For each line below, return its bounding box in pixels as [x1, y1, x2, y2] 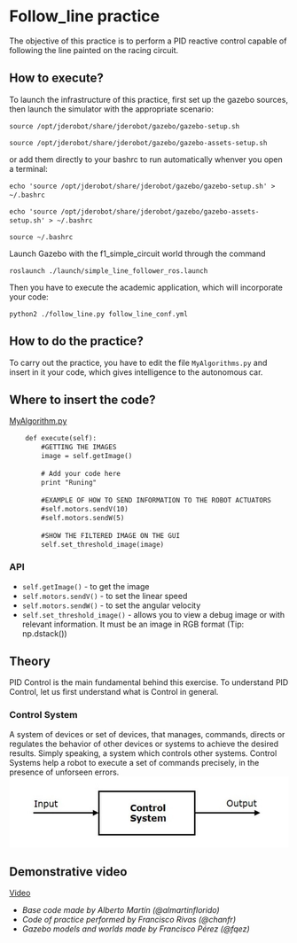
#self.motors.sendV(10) [41, 505, 129, 514]
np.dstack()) [21, 627, 68, 639]
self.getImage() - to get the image [21, 581, 150, 591]
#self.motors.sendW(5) [41, 514, 125, 523]
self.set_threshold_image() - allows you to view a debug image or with [21, 609, 285, 620]
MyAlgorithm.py [9, 416, 67, 426]
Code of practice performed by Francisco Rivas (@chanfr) [21, 915, 237, 925]
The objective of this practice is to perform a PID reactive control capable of [9, 35, 287, 46]
